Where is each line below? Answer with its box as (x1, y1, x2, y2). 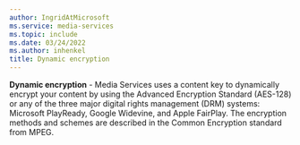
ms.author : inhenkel (9, 47, 87, 55)
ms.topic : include (9, 30, 78, 38)
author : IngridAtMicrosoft (9, 13, 110, 22)
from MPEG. (9, 127, 55, 137)
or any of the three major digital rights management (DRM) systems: (9, 98, 261, 108)
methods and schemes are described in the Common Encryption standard (9, 117, 282, 128)
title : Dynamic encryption (9, 55, 110, 64)
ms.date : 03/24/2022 (9, 38, 87, 47)
